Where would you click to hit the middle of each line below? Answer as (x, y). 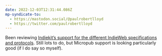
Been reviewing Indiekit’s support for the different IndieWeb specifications (81, 38)
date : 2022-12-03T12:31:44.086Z (39, 10)
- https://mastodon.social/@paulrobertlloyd (57, 19)
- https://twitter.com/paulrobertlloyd (51, 24)
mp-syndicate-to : (23, 14)
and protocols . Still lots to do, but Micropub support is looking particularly (81, 43)
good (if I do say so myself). (34, 48)
